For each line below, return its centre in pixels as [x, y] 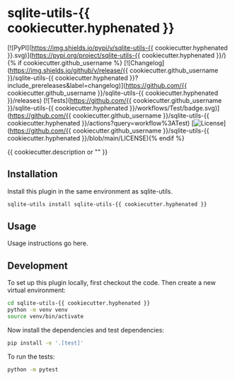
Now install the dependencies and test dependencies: [86, 330]
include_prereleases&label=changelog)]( [67, 85]
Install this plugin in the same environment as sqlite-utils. [90, 191]
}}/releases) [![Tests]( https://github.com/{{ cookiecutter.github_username [115, 100]
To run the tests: [31, 357]
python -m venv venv [38, 310]
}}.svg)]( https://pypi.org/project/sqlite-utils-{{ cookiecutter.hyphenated [111, 55]
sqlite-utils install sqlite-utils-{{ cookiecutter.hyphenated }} [107, 204]
